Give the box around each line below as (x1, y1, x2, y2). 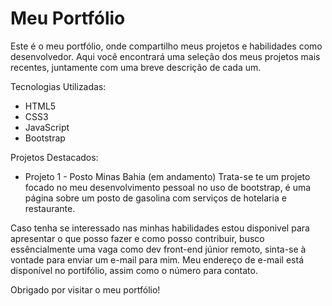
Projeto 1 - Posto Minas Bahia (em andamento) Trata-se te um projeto (24, 170, 311, 182)
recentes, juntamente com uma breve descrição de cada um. (10, 61, 262, 73)
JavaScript (24, 121, 70, 133)
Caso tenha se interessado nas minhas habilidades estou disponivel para (10, 222, 310, 234)
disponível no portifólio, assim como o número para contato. (10, 264, 258, 276)
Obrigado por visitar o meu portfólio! (10, 283, 161, 296)
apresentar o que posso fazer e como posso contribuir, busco (10, 232, 265, 244)
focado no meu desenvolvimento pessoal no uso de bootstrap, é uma (24, 181, 312, 193)
